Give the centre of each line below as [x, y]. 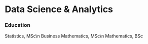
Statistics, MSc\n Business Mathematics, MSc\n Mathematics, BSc [74, 36]
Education [18, 25]
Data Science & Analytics [59, 9]
